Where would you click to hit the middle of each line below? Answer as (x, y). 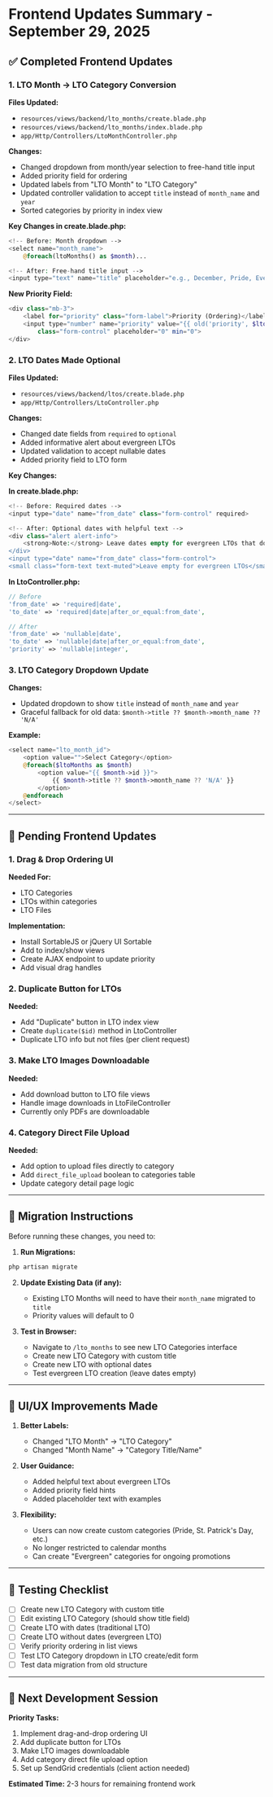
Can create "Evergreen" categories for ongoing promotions (131, 1557)
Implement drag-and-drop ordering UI (84, 1733)
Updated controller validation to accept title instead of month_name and (140, 193)
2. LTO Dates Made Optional (64, 360)
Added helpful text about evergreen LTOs (101, 1482)
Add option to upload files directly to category (97, 1166)
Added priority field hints (74, 1490)
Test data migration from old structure (84, 1664)
